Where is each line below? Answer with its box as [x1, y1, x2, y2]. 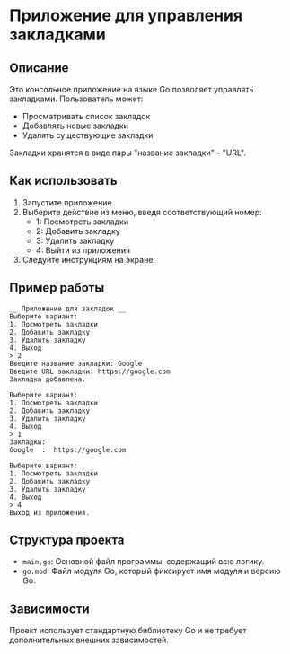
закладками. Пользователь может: [9, 93, 144, 104]
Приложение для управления [9, 5, 243, 26]
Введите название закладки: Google [9, 359, 143, 368]
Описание [9, 60, 69, 75]
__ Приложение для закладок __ [9, 304, 127, 313]
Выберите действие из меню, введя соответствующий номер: [22, 206, 262, 217]
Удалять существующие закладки [22, 130, 154, 140]
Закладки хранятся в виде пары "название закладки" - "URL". [9, 147, 247, 158]
